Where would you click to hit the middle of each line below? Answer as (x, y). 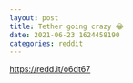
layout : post (34, 18)
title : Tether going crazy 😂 (67, 26)
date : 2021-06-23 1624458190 (65, 35)
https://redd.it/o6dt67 (50, 69)
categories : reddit (46, 43)
